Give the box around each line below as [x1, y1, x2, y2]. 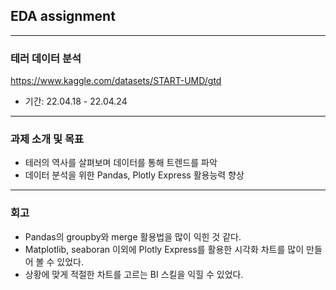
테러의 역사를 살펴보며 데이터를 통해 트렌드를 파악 [24, 157, 218, 169]
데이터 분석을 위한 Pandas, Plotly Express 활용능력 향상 [24, 169, 245, 181]
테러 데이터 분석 [10, 51, 82, 65]
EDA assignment [10, 8, 116, 25]
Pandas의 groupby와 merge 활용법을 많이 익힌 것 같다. [24, 230, 242, 243]
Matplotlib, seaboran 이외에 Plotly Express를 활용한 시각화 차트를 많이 [24, 243, 305, 255]
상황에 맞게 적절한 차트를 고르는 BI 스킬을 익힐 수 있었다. [24, 268, 244, 280]
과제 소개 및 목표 [10, 132, 84, 146]
